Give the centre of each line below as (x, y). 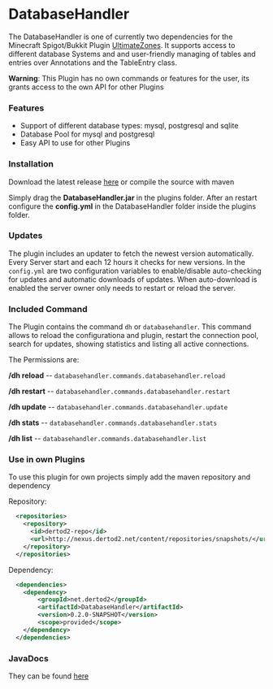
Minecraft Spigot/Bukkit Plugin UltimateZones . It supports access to (122, 45)
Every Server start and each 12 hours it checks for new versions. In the (127, 262)
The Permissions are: (44, 360)
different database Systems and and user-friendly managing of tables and (132, 54)
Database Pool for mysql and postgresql (87, 134)
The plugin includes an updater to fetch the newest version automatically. (131, 253)
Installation (31, 164)
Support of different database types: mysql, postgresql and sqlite (129, 126)
